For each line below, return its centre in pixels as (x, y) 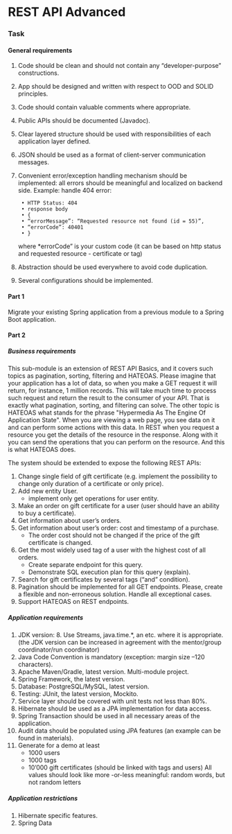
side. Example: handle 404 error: (65, 191)
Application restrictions (43, 798)
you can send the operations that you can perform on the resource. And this (116, 442)
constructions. (38, 73)
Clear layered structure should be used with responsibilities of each (114, 134)
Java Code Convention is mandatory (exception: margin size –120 (111, 657)
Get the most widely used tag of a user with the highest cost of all (112, 550)
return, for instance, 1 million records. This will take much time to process (112, 391)
